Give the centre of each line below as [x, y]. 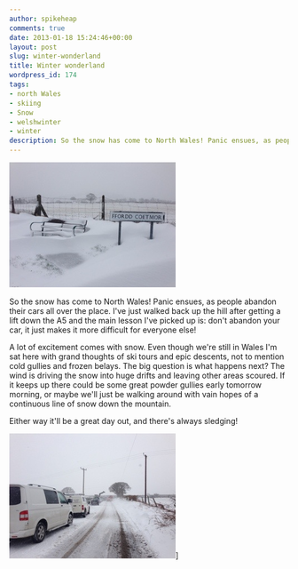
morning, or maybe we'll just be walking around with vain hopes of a [134, 394]
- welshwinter [35, 122]
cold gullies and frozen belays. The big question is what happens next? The [147, 366]
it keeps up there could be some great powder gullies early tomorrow [136, 385]
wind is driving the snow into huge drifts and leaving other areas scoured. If [147, 375]
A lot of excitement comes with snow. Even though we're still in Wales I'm [143, 347]
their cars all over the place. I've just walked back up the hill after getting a [145, 311]
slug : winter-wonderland [55, 56]
